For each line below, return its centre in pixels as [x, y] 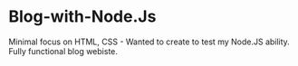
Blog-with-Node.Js [82, 17]
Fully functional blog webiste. [63, 51]
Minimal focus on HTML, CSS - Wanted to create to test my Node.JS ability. [149, 42]
